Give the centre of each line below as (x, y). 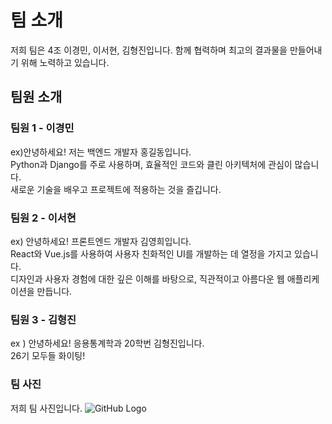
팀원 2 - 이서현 (43, 218)
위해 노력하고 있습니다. (65, 62)
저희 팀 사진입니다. (46, 408)
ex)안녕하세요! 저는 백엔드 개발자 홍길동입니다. (101, 152)
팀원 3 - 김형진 (43, 319)
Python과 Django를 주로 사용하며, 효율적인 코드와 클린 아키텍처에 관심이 (151, 164)
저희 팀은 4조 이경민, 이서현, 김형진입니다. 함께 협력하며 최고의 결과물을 (149, 50)
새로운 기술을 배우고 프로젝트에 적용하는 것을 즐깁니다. (116, 189)
